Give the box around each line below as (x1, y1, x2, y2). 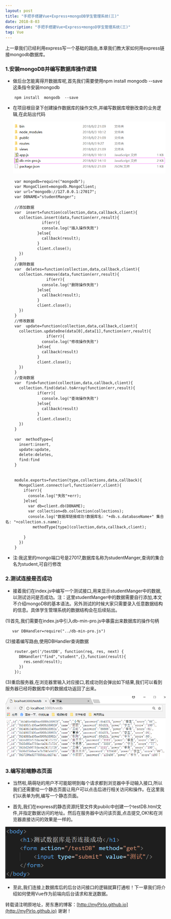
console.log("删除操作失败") (41, 282, 99, 288)
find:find (18, 457, 40, 463)
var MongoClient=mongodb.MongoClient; (14, 184, 97, 189)
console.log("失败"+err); (27, 493, 81, 499)
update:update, (18, 447, 51, 452)
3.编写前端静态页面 (5, 767, 52, 775)
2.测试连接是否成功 (5, 575, 52, 582)
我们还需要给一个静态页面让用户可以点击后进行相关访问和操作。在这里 (12, 786, 160, 792)
